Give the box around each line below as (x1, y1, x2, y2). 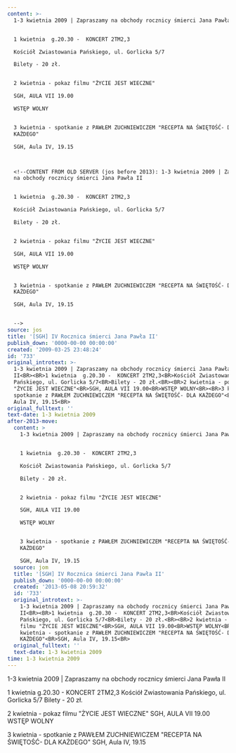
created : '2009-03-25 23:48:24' (7, 346, 102, 353)
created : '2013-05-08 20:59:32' (13, 584, 109, 591)
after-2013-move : (7, 418, 58, 425)
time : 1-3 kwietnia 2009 (7, 655, 80, 662)
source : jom (13, 563, 49, 571)
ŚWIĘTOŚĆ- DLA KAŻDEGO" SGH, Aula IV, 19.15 (7, 738, 146, 746)
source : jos (7, 327, 42, 334)
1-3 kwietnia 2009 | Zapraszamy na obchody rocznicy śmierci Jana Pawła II (7, 674, 226, 683)
